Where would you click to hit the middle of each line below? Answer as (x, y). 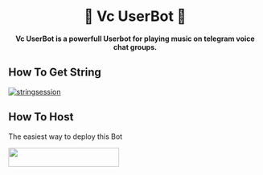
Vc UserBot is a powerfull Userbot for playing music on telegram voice (135, 39)
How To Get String (55, 73)
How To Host (41, 117)
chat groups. (135, 47)
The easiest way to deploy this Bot (66, 136)
